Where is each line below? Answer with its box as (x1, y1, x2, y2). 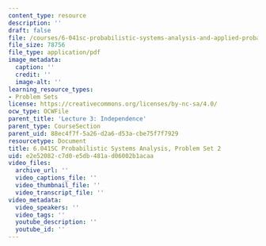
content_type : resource (8, 11, 87, 20)
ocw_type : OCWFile (8, 108, 69, 116)
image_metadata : (8, 56, 62, 64)
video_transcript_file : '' (15, 188, 104, 197)
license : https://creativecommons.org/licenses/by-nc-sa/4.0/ (8, 100, 218, 108)
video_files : (8, 160, 51, 167)
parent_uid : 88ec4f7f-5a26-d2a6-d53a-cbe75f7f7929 (8, 129, 179, 137)
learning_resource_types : (8, 85, 93, 94)
